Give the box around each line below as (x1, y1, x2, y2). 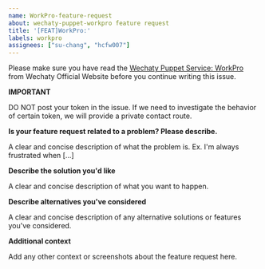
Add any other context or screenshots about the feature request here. (8, 252, 238, 262)
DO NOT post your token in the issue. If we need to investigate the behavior (8, 103, 257, 113)
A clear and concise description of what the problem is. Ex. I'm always (8, 142, 239, 152)
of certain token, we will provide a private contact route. (8, 111, 192, 121)
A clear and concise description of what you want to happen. (8, 181, 209, 192)
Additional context (8, 236, 72, 246)
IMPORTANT (8, 87, 51, 97)
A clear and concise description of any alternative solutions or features (8, 212, 242, 222)
